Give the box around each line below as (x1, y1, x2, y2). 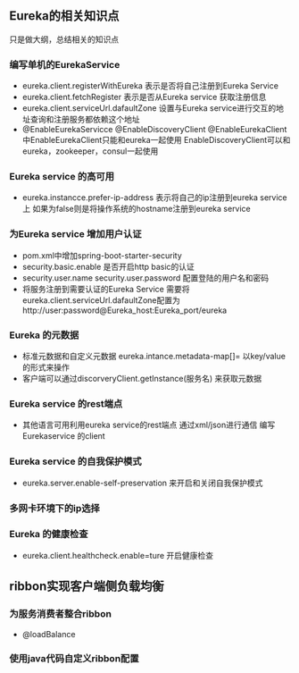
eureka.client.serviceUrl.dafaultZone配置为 (21, 294, 180, 306)
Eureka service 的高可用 (9, 171, 114, 183)
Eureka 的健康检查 (9, 528, 88, 541)
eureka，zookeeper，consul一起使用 (21, 146, 159, 156)
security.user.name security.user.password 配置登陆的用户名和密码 (21, 272, 270, 283)
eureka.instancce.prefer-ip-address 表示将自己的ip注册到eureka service (21, 192, 287, 203)
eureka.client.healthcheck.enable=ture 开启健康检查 (21, 550, 214, 560)
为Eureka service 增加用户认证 (9, 228, 142, 240)
